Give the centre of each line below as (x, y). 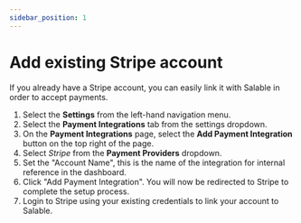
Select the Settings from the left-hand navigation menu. (127, 115)
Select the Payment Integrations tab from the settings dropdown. (145, 124)
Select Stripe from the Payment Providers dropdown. (122, 153)
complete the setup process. (75, 191)
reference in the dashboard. (74, 172)
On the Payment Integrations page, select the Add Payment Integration (157, 134)
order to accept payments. (59, 97)
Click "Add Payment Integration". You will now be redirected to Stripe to (155, 181)
